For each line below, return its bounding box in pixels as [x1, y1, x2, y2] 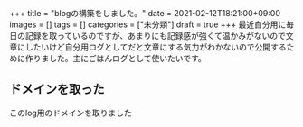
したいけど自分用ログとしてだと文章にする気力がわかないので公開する [24, 41, 287, 52]
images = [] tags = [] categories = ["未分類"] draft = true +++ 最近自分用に [9, 19, 287, 30]
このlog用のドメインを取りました [9, 107, 133, 118]
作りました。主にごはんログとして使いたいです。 [24, 53, 206, 63]
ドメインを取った [9, 82, 105, 97]
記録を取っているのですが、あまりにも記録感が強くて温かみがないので [24, 31, 287, 41]
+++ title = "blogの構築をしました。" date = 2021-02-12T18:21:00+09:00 [9, 8, 280, 18]
